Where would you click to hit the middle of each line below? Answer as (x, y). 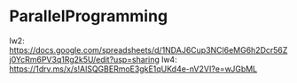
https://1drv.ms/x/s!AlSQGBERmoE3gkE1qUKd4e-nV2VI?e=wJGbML (133, 69)
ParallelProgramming (89, 16)
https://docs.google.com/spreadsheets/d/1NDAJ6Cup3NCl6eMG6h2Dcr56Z (148, 49)
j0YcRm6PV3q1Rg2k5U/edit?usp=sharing (84, 59)
